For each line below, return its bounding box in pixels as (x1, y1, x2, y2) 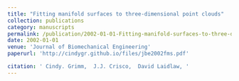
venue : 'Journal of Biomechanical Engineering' (7, 43, 152, 50)
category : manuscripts (7, 23, 75, 31)
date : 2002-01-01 (7, 37, 59, 44)
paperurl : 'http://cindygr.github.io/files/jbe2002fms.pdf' (7, 50, 190, 58)
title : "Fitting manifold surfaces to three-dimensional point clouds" (7, 10, 224, 18)
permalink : (7, 30, 40, 38)
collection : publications (7, 17, 84, 24)
